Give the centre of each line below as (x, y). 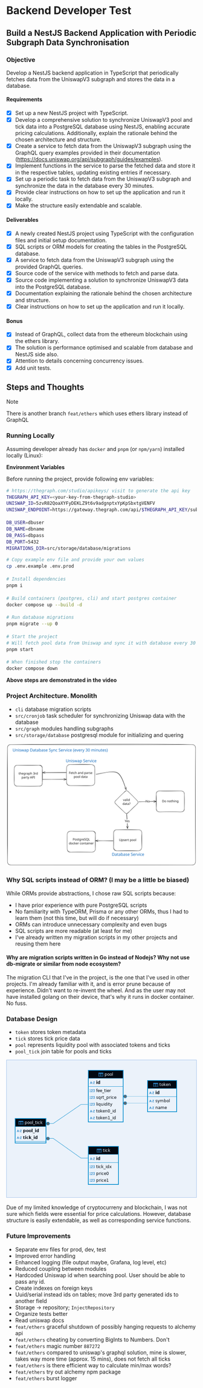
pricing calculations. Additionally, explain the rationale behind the (96, 133)
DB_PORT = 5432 (23, 542)
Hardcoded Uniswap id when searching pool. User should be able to (100, 1275)
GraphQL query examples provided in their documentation (87, 153)
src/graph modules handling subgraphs (64, 729)
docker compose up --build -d (44, 605)
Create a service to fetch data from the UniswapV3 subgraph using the (103, 146)
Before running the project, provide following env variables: (80, 479)
